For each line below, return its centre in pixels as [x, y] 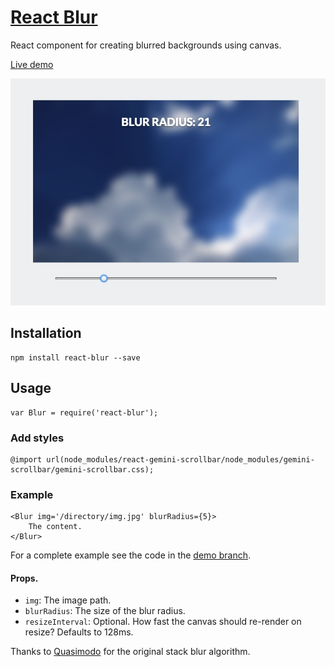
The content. [55, 527]
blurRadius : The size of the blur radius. [105, 611]
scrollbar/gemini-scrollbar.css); [82, 469]
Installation [46, 333]
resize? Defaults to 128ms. [79, 632]
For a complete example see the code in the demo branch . [130, 555]
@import [26, 459]
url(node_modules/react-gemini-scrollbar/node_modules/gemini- [180, 459]
